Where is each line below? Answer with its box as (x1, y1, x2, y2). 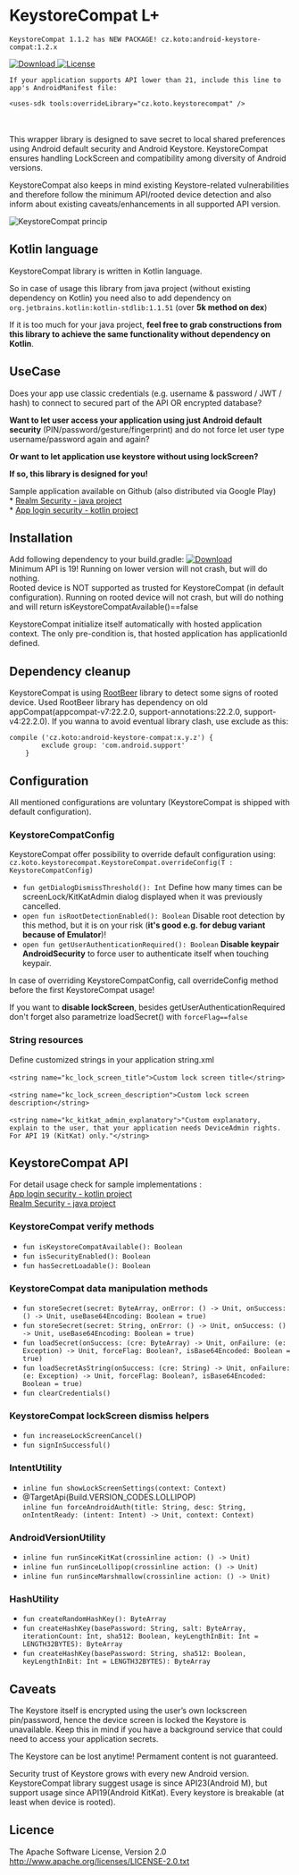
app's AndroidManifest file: (9, 83, 118, 92)
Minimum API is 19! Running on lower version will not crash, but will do (9, 564, 268, 575)
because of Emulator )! (21, 929, 107, 940)
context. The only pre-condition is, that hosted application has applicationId (9, 628, 287, 639)
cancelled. (21, 901, 61, 912)
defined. (9, 638, 40, 649)
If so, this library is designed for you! (9, 468, 149, 479)
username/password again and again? (9, 433, 150, 444)
